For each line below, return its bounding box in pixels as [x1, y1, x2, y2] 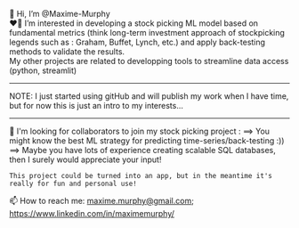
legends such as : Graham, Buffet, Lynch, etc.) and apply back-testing [9, 37, 265, 47]
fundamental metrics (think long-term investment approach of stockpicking [9, 28, 285, 37]
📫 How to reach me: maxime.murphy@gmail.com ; [9, 196, 194, 206]
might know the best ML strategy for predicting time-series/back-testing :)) [9, 135, 285, 146]
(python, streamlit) [9, 65, 77, 76]
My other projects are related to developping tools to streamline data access [9, 56, 289, 66]
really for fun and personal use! [9, 179, 138, 188]
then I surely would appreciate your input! [9, 154, 162, 165]
